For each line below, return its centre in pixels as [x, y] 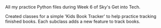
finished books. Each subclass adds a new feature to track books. [73, 21]
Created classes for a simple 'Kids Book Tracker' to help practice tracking [81, 16]
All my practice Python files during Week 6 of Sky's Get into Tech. [73, 7]
